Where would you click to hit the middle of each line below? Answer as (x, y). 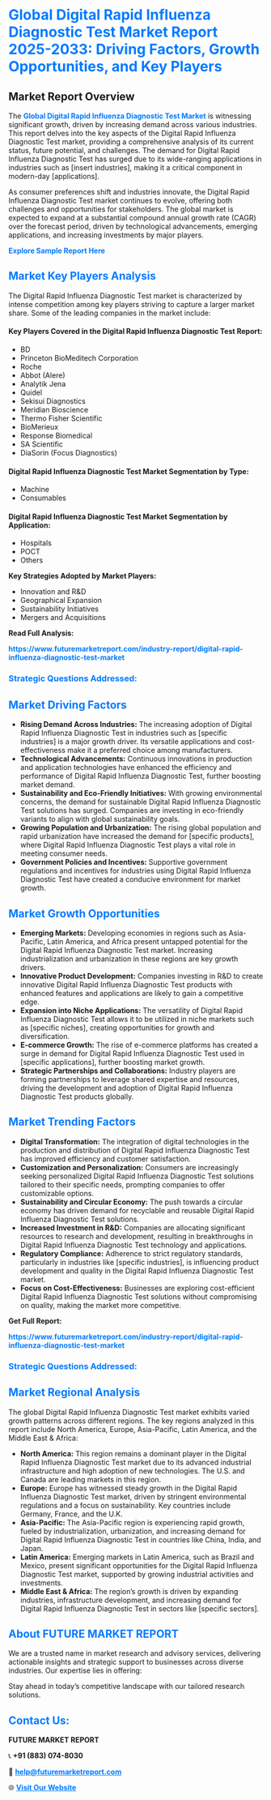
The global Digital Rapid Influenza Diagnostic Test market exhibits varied (129, 1412)
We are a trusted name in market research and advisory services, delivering (135, 1653)
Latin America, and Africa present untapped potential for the (148, 941)
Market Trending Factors (72, 1122)
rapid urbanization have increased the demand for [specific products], (137, 836)
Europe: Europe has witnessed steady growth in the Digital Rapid (128, 1488)
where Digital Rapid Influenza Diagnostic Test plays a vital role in (128, 845)
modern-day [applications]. (54, 176)
